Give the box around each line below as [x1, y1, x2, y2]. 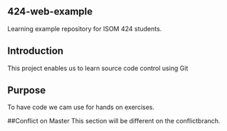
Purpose [7, 84, 46, 96]
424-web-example [7, 6, 93, 18]
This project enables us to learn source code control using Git [7, 64, 189, 72]
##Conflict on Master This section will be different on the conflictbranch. [7, 117, 221, 125]
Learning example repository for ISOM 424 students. [7, 24, 162, 33]
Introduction [7, 45, 64, 57]
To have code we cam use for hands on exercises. [7, 103, 155, 112]
